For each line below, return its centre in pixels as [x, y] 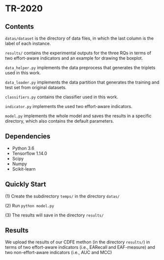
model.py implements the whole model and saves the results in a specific [78, 116]
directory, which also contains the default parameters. [59, 121]
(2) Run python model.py [30, 205]
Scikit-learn [24, 169]
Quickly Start [26, 184]
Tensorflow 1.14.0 [30, 153]
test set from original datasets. [36, 87]
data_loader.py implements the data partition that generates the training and [82, 82]
